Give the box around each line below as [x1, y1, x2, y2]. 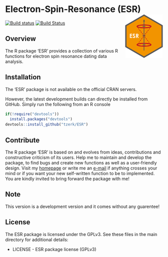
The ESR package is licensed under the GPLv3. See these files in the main [5, 231, 157, 237]
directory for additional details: [5, 236, 68, 242]
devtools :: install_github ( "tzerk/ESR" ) [5, 122, 88, 127]
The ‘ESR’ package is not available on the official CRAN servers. [5, 86, 137, 92]
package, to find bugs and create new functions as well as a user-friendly [5, 160, 157, 165]
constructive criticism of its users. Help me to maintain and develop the [5, 154, 152, 160]
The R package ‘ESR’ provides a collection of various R [5, 47, 118, 53]
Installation [5, 73, 41, 81]
